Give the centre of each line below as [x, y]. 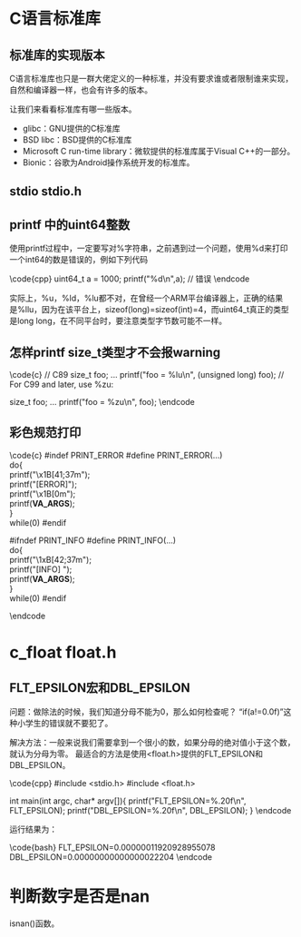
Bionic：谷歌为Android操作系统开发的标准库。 [108, 163]
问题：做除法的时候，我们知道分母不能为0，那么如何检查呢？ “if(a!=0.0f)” [146, 711]
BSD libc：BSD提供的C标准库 [77, 140]
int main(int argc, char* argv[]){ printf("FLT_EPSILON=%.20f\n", [128, 801]
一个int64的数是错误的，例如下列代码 [78, 260]
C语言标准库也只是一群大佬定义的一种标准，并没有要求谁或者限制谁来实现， [151, 79]
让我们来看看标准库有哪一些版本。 [73, 109]
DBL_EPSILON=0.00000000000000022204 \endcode [111, 857]
